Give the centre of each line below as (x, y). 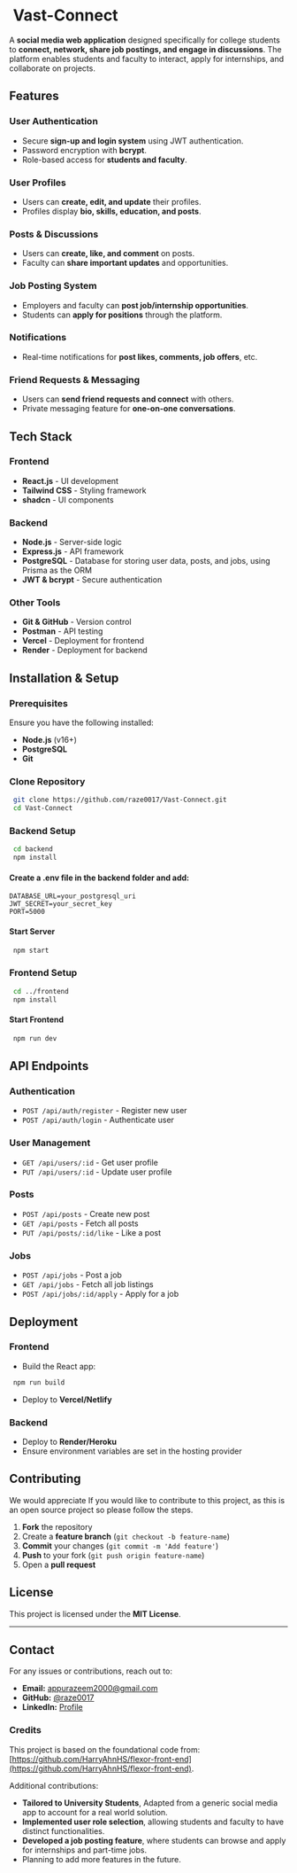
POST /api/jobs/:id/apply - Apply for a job (100, 1294)
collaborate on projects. (52, 68)
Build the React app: (59, 1366)
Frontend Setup (43, 973)
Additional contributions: (54, 1785)
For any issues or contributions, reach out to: (91, 1671)
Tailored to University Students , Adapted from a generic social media (150, 1803)
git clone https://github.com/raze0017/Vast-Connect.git (120, 800)
